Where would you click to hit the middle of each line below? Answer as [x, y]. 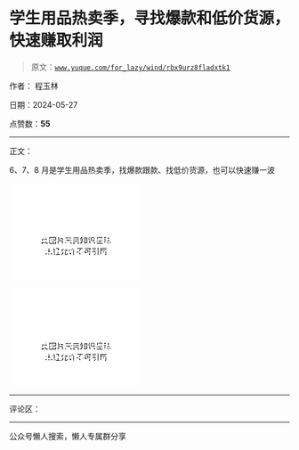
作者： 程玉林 [34, 86]
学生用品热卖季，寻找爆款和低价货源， [150, 18]
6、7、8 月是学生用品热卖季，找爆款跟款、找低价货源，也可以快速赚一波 [142, 169]
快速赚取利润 [57, 41]
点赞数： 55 [30, 123]
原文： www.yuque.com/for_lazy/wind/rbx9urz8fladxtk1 [130, 67]
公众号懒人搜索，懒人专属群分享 [68, 436]
